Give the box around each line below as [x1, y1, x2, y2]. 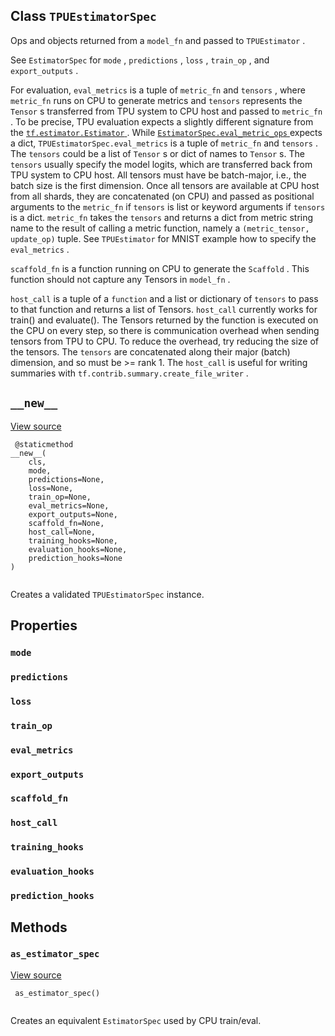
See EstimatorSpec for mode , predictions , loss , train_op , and [10, 54, 270, 66]
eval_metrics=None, [28, 500, 110, 511]
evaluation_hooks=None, [28, 544, 128, 554]
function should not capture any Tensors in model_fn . [10, 273, 231, 285]
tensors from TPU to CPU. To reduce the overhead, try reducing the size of [10, 335, 320, 347]
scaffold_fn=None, [28, 518, 105, 528]
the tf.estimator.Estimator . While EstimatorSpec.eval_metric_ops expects [10, 126, 323, 138]
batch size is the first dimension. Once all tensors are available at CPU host [10, 179, 320, 191]
